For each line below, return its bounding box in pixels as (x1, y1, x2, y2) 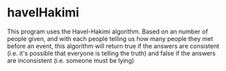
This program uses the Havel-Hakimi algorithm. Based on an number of (7, 27, 208, 35)
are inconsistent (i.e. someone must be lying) (7, 56, 135, 64)
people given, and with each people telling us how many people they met (7, 34, 214, 42)
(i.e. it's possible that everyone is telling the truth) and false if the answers (7, 49, 216, 57)
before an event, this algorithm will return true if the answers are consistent (7, 42, 220, 50)
